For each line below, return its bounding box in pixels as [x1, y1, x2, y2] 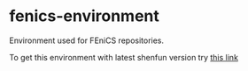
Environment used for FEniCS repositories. [9, 35, 165, 46]
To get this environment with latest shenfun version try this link [9, 52, 239, 62]
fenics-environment [9, 6, 159, 26]
